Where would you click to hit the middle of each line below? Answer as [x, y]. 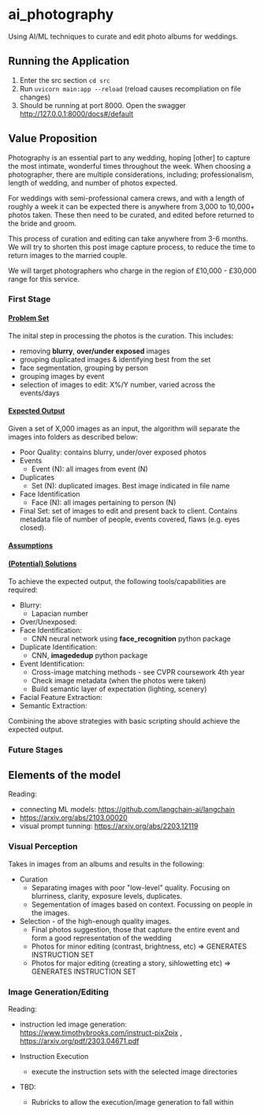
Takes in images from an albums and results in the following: [106, 864]
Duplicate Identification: [58, 647]
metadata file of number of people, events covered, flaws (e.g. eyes [130, 519]
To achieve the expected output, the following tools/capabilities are [117, 581]
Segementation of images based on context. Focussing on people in [142, 904]
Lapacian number [60, 613]
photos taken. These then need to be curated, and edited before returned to [131, 215]
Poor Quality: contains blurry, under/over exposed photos [113, 452]
